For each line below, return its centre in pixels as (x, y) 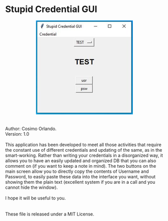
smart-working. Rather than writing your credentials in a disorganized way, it (84, 155)
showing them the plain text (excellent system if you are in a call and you (80, 182)
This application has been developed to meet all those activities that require (83, 145)
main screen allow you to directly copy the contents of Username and (77, 171)
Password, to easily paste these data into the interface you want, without (80, 176)
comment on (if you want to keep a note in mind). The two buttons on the (81, 166)
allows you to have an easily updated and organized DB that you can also (81, 160)
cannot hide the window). (32, 187)
